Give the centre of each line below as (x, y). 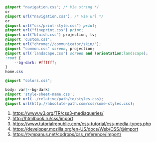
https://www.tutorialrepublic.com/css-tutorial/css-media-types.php (81, 124)
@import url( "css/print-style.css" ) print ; (51, 26)
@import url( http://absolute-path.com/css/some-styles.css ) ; (70, 104)
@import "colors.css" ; (29, 81)
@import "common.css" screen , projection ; (50, 49)
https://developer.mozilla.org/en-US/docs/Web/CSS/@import (75, 129)
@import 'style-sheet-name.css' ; (40, 94)
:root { (13, 58)
